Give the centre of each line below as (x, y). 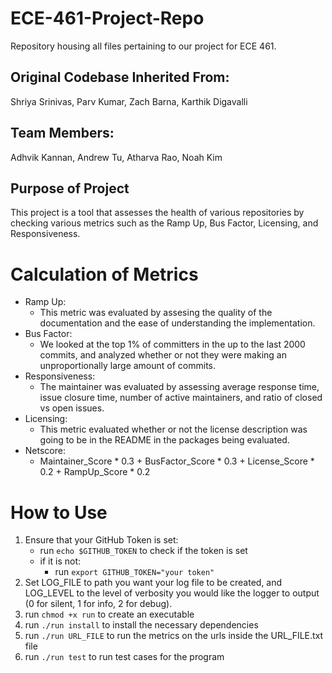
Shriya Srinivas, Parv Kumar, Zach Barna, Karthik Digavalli (129, 101)
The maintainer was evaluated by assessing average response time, (179, 387)
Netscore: (45, 451)
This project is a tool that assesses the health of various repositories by (157, 213)
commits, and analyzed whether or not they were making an (163, 355)
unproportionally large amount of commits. (128, 366)
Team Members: (62, 133)
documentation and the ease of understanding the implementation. (177, 323)
